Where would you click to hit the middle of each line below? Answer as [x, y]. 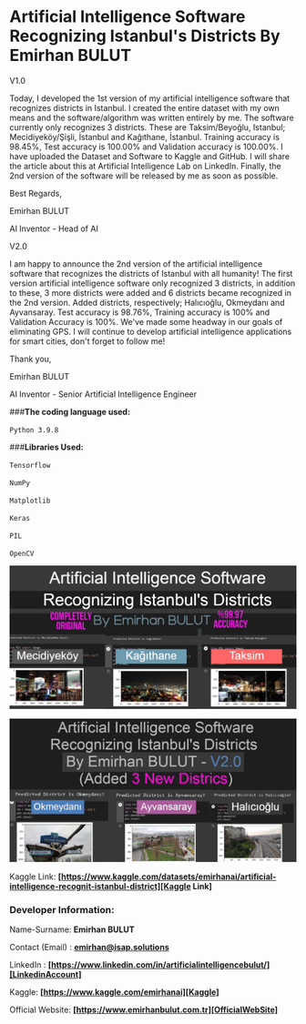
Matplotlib [30, 501]
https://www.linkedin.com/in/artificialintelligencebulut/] [161, 965]
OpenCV [22, 553]
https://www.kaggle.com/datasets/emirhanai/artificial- [168, 877]
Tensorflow [30, 465]
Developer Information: [62, 909]
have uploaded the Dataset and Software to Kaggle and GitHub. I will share [149, 156]
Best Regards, [36, 193]
